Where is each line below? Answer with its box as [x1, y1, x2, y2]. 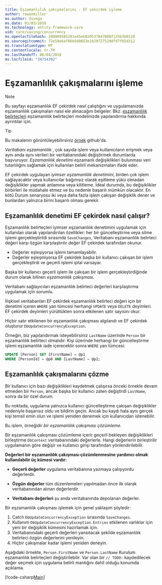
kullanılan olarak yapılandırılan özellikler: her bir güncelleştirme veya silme [5, 230, 152, 235]
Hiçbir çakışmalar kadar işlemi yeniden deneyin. [12, 540, 107, 546]
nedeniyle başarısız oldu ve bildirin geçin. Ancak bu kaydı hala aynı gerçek [5, 408, 153, 414]
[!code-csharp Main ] [5, 574, 45, 580]
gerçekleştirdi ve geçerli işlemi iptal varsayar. [12, 260, 102, 265]
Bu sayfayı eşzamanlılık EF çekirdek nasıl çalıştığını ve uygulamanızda [5, 103, 144, 109]
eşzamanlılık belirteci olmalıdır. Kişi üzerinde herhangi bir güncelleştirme [5, 338, 149, 343]
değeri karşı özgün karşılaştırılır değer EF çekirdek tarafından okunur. [5, 240, 143, 246]
